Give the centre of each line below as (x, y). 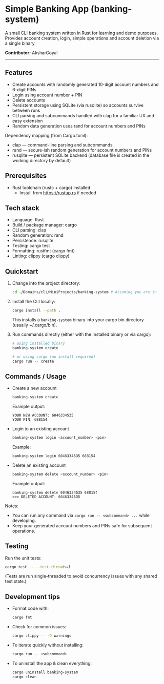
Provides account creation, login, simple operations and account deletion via (82, 38)
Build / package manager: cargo (44, 225)
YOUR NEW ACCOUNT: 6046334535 (43, 415)
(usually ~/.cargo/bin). (34, 325)
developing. (24, 520)
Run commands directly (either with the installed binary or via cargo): (82, 334)
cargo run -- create (33, 361)
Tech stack (22, 208)
